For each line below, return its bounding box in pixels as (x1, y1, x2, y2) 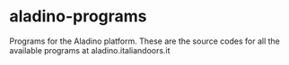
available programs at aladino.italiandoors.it (9, 45, 171, 55)
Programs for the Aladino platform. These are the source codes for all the (9, 36, 280, 46)
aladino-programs (9, 6, 147, 27)
